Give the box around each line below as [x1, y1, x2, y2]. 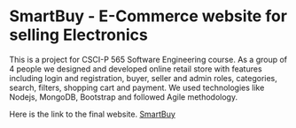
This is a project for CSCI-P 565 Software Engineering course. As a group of [9, 54, 288, 64]
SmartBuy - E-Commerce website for [9, 6, 288, 26]
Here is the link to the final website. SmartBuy [9, 109, 175, 119]
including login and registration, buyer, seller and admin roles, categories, [9, 72, 277, 83]
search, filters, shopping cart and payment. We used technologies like [9, 82, 265, 93]
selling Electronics [9, 25, 148, 45]
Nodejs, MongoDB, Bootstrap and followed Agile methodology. [9, 91, 238, 102]
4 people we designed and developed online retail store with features [9, 64, 263, 74]
